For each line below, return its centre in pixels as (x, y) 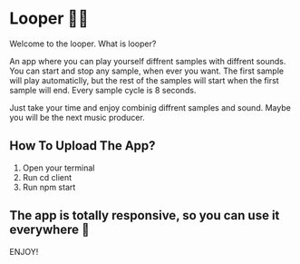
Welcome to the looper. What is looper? (83, 44)
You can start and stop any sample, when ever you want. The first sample (146, 71)
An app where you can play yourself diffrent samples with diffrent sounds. (148, 61)
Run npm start (49, 187)
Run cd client (47, 177)
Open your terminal (58, 168)
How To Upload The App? (82, 146)
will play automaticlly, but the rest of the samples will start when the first (144, 80)
